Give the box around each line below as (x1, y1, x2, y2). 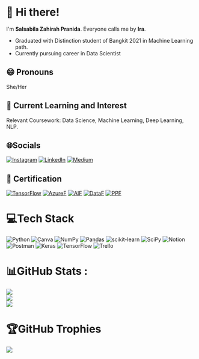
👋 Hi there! (6, 5, 60, 19)
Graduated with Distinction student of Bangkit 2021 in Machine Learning (14, 37, 194, 44)
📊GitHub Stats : (6, 265, 88, 278)
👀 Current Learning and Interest (6, 100, 127, 111)
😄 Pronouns (6, 67, 54, 78)
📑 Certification (6, 174, 62, 184)
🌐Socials (6, 140, 41, 150)
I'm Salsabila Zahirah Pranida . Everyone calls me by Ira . (6, 25, 146, 32)
